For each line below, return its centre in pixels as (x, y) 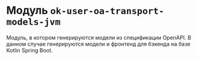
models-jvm (34, 22)
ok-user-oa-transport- (107, 11)
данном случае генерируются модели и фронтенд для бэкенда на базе (98, 44)
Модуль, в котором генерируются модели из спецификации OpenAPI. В (99, 37)
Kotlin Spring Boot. (30, 50)
